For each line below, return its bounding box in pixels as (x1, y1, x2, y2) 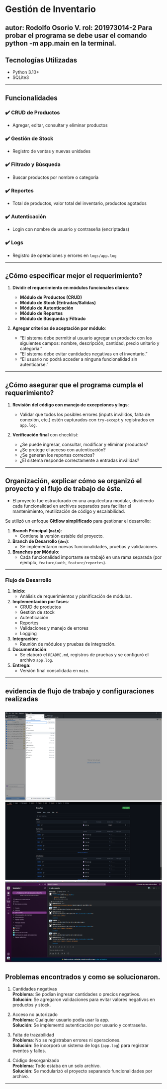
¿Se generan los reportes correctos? (19, 452, 95, 458)
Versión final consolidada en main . (19, 668, 89, 674)
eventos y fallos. (12, 1048, 46, 1054)
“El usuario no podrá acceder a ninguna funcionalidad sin (19, 356, 138, 362)
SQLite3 (12, 74, 29, 80)
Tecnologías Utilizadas (5, 56, 78, 64)
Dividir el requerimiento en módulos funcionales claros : (12, 285, 130, 291)
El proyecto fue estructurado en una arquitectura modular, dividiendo (12, 498, 154, 503)
